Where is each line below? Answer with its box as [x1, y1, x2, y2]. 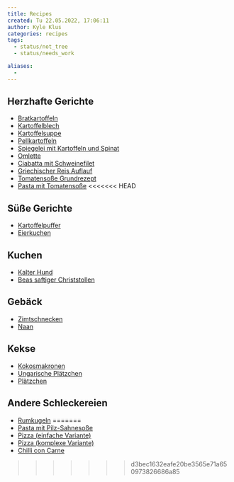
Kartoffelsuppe [17, 129, 62, 138]
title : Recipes [7, 10, 52, 18]
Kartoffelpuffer [17, 221, 62, 230]
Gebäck [7, 296, 43, 308]
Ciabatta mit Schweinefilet [17, 159, 95, 168]
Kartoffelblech [17, 122, 60, 130]
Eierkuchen [17, 229, 51, 237]
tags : [7, 37, 23, 44]
